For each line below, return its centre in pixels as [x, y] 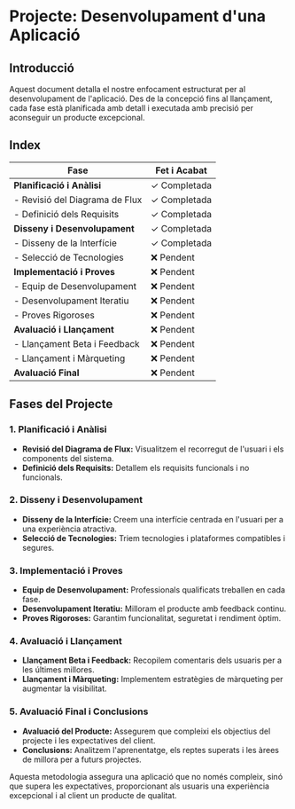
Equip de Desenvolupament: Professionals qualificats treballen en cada [154, 590]
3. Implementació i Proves [66, 570]
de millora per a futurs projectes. [82, 759]
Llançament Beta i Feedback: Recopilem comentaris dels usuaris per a [151, 660]
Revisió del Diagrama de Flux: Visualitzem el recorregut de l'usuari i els [153, 449]
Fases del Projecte [61, 404]
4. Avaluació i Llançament [66, 641]
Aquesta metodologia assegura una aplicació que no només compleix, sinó [146, 776]
